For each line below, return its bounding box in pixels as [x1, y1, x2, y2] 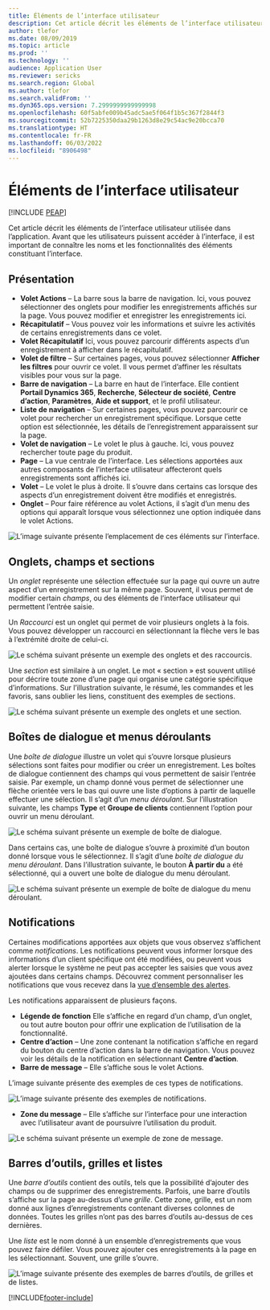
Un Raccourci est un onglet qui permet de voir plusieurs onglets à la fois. [8, 617, 250, 627]
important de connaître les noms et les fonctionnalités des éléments [8, 241, 233, 250]
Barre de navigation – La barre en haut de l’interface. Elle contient [19, 379, 239, 389]
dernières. [8, 1221, 43, 1230]
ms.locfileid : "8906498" [8, 146, 92, 154]
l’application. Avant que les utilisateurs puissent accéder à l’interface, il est [8, 232, 255, 241]
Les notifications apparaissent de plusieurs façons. [8, 995, 178, 1005]
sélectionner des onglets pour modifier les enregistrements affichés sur [19, 303, 257, 312]
